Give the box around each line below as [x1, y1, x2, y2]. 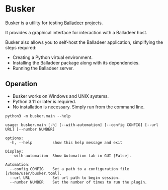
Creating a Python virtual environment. [12, 54, 93, 60]
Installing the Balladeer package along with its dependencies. [12, 59, 140, 66]
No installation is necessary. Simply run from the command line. [12, 104, 145, 110]
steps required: [5, 44, 37, 50]
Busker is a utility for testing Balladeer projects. [5, 20, 103, 26]
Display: [5, 149, 24, 154]
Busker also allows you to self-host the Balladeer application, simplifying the [5, 39, 163, 45]
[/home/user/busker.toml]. [5, 171, 62, 176]
